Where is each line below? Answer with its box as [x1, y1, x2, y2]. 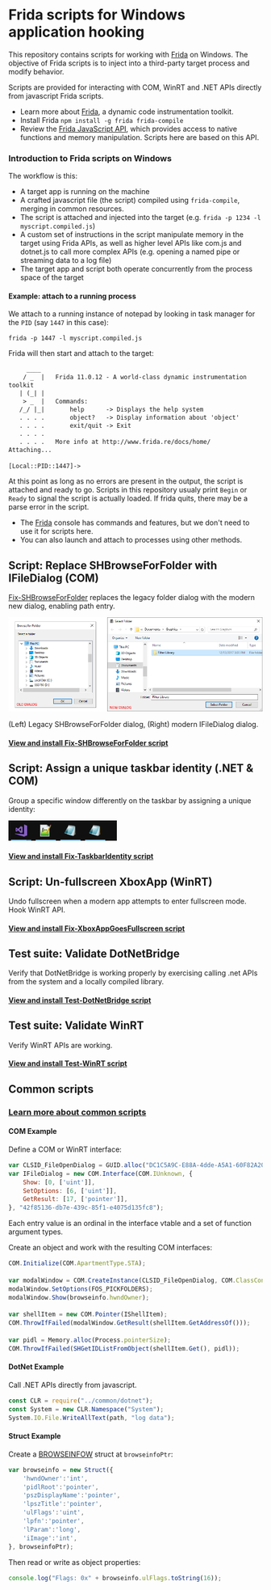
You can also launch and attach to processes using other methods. [19, 535, 243, 545]
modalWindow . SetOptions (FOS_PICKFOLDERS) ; [8, 1284, 153, 1293]
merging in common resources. [19, 204, 125, 214]
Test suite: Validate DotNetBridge [8, 947, 180, 961]
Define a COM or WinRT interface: [8, 1144, 123, 1154]
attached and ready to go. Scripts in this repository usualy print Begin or [8, 485, 248, 495]
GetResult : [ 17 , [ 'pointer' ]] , [23, 1195, 128, 1203]
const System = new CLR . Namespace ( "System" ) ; [8, 1405, 164, 1413]
